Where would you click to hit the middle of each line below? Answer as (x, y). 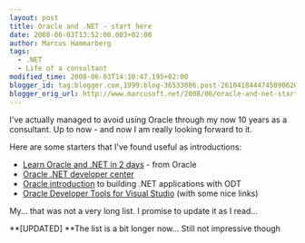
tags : (20, 52)
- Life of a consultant (62, 69)
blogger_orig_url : (44, 93)
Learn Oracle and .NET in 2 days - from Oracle (109, 164)
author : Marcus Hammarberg (60, 43)
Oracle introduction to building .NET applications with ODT (132, 183)
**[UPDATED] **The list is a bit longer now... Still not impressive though (145, 228)
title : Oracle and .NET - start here (81, 26)
